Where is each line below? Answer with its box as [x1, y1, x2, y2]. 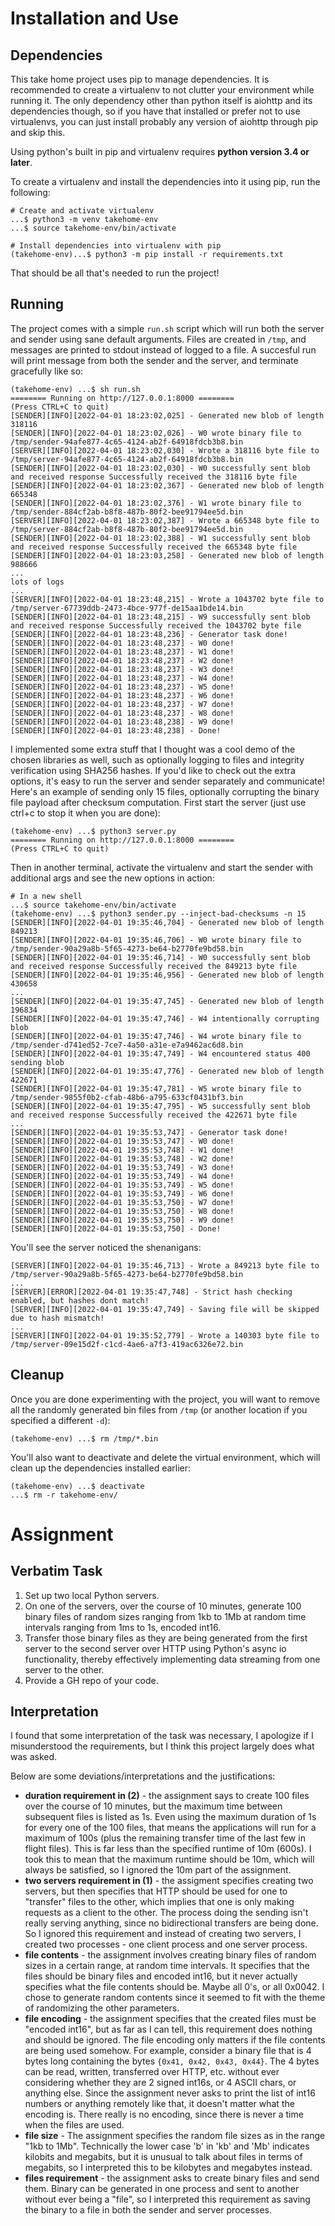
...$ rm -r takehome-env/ [10, 1490, 118, 1500]
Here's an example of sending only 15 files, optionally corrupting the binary [10, 785, 320, 797]
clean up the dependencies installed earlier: [10, 1462, 192, 1474]
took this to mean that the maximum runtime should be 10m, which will [24, 1853, 315, 1866]
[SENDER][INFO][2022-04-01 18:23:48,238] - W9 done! [10, 717, 235, 727]
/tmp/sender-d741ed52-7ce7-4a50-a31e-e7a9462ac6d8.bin [10, 1040, 244, 1050]
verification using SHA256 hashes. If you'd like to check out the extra [10, 764, 296, 776]
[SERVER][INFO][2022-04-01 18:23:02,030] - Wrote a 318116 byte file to [10, 445, 320, 456]
